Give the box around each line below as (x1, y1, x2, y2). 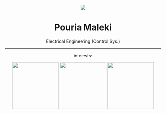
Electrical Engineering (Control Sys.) (46, 38, 120, 44)
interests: (73, 52, 93, 58)
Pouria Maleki (54, 22, 112, 33)
